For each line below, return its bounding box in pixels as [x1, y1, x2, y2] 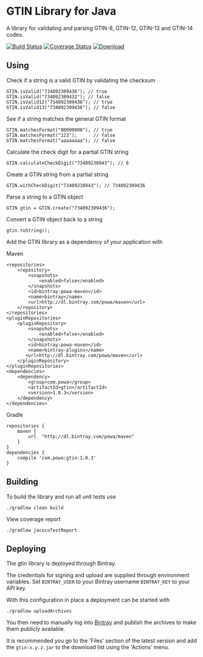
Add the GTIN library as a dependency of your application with [6, 238, 163, 245]
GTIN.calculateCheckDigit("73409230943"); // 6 [6, 160, 129, 166]
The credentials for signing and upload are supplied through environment [6, 572, 190, 579]
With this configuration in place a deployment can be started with [6, 596, 170, 604]
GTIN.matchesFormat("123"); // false [6, 132, 115, 138]
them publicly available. [6, 625, 66, 633]
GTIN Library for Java [6, 4, 117, 18]
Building [6, 477, 38, 487]
